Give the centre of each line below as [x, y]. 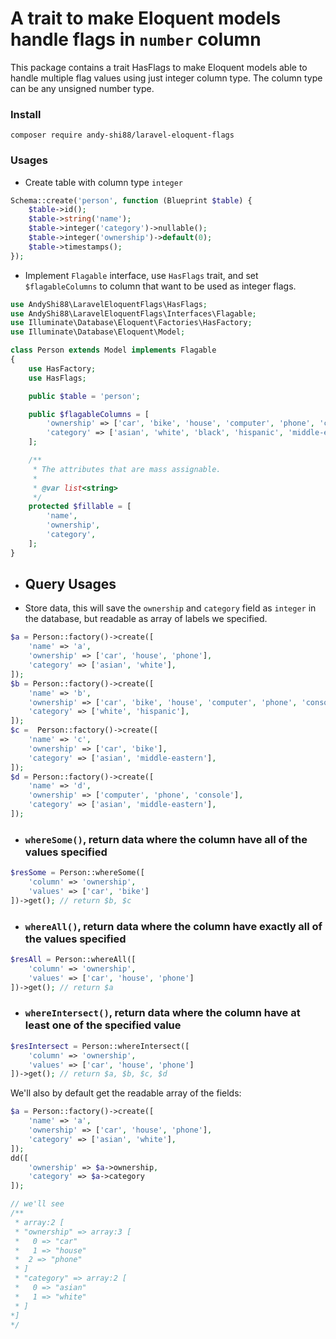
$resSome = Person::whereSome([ [77, 873]
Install [26, 114]
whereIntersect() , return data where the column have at [162, 1013]
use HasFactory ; [62, 368]
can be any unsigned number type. [82, 88]
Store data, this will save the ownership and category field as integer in [170, 608]
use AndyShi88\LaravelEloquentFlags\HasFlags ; [109, 304]
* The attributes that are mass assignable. [127, 469]
